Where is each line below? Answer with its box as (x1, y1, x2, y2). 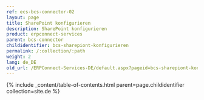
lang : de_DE (6, 59, 36, 65)
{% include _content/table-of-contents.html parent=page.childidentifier (6, 81, 185, 89)
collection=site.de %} (6, 88, 61, 95)
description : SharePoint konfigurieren (6, 25, 107, 32)
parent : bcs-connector (6, 37, 64, 43)
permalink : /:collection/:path (6, 48, 86, 54)
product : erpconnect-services (6, 31, 83, 37)
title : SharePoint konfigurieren (6, 20, 91, 26)
